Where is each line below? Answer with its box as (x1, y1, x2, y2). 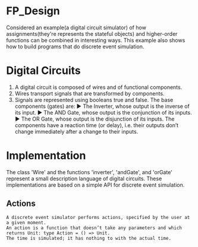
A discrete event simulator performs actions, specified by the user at (6, 214, 190, 220)
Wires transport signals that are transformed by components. (14, 89, 165, 97)
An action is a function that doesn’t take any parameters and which (6, 225, 183, 231)
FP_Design (6, 4, 61, 18)
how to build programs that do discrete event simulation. (6, 43, 144, 50)
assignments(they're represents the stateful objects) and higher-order (6, 30, 178, 37)
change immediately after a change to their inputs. (14, 128, 139, 135)
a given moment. (6, 220, 46, 226)
